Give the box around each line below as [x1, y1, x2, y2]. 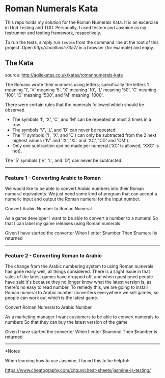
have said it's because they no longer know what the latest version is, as [5, 279, 152, 285]
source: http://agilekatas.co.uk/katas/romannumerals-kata [5, 72, 123, 78]
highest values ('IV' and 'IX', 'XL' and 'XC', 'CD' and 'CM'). [12, 137, 130, 143]
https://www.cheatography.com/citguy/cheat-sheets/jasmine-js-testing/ [5, 367, 151, 373]
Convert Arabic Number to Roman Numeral [5, 206, 92, 212]
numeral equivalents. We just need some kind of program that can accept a [5, 191, 157, 197]
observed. [5, 107, 26, 113]
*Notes [5, 348, 20, 354]
